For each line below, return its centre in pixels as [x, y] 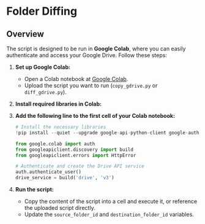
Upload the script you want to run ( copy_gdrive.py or [91, 85]
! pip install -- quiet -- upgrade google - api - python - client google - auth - [108, 133]
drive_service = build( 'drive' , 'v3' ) [65, 178]
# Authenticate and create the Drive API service [80, 166]
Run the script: [34, 189]
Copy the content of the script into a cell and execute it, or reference [111, 201]
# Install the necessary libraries [61, 127]
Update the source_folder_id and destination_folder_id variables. [109, 214]
